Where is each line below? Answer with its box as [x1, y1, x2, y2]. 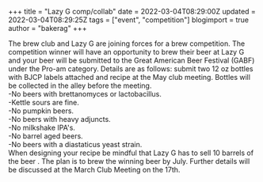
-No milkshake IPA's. [8, 123, 75, 132]
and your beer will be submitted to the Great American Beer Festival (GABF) [8, 55, 255, 65]
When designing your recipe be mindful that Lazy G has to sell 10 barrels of [8, 148, 254, 157]
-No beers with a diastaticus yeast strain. [8, 140, 143, 149]
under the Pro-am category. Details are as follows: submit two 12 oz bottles [8, 64, 253, 74]
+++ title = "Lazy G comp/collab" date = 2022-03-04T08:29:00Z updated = [8, 7, 256, 16]
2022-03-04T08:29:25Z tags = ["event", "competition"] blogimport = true [8, 15, 250, 25]
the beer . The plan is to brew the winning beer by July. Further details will [8, 157, 250, 165]
